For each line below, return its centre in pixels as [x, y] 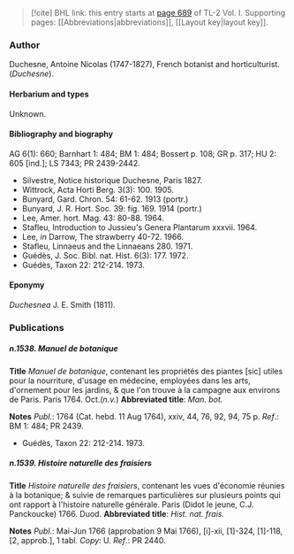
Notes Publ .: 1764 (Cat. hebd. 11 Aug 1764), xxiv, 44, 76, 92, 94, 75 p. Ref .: [144, 416]
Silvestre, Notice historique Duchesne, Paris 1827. [112, 180]
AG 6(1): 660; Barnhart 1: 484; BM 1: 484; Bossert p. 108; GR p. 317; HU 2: [143, 153]
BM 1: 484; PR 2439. [46, 426]
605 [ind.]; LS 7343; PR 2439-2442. [75, 163]
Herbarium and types [49, 94]
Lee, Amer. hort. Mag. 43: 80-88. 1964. [93, 218]
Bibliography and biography [61, 134]
